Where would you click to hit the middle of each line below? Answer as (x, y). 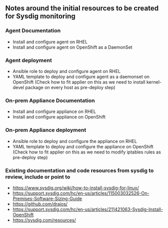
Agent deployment (29, 60)
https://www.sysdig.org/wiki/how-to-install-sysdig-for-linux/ (76, 187)
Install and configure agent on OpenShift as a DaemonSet (72, 47)
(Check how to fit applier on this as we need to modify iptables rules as (87, 152)
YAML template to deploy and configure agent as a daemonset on (81, 77)
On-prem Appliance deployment (46, 130)
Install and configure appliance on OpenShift (59, 117)
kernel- (154, 82)
